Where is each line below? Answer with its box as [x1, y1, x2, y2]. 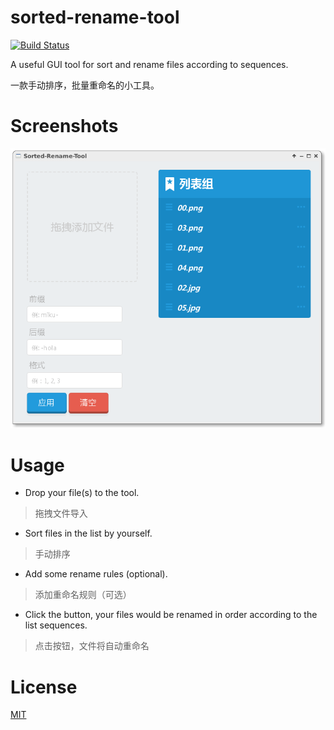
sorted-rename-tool [10, 6, 180, 29]
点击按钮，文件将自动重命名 [34, 640, 150, 652]
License [10, 676, 78, 698]
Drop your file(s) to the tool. [24, 487, 140, 499]
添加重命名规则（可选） [34, 589, 132, 601]
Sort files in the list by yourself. [24, 527, 153, 540]
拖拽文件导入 [34, 507, 88, 520]
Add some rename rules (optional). [24, 568, 168, 580]
